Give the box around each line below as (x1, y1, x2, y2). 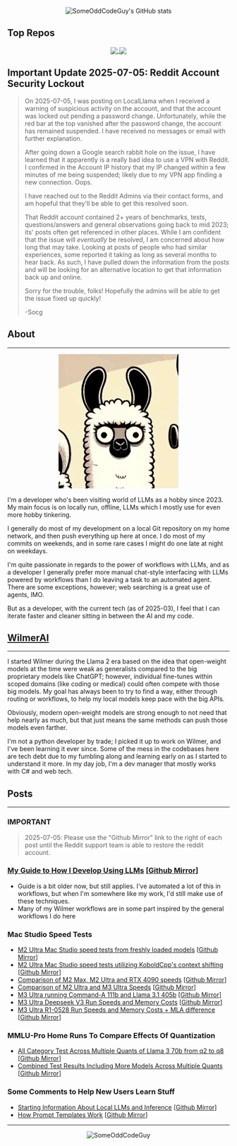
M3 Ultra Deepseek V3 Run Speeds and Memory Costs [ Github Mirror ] (17, 998, 223, 1007)
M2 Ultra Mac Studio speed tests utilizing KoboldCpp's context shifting (17, 961, 224, 969)
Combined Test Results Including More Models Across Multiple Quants (17, 1062, 224, 1070)
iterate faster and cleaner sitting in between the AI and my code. (7, 611, 194, 620)
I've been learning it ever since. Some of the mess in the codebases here (7, 745, 220, 753)
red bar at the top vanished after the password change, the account (24, 119, 221, 127)
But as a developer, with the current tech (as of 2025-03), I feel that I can (7, 604, 220, 613)
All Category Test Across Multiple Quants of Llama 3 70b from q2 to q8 (17, 1046, 224, 1056)
